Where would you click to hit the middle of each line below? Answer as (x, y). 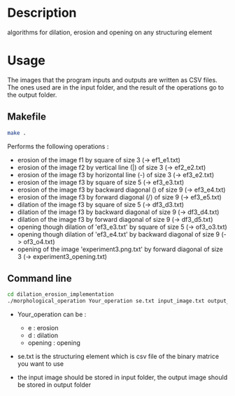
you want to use (41, 364)
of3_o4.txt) (39, 241)
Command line (40, 278)
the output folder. (32, 94)
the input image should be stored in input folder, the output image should (122, 377)
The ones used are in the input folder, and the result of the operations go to (116, 87)
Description (42, 13)
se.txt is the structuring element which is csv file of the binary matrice (118, 356)
